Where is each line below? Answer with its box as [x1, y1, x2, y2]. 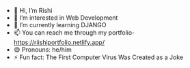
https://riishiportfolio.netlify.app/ [13, 38, 105, 46]
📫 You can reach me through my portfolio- [13, 29, 135, 37]
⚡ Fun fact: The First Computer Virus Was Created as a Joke [13, 53, 183, 61]
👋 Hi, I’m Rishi [13, 7, 53, 14]
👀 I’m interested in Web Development [13, 14, 118, 22]
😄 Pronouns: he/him [13, 46, 72, 54]
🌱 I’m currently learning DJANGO [13, 21, 107, 29]
